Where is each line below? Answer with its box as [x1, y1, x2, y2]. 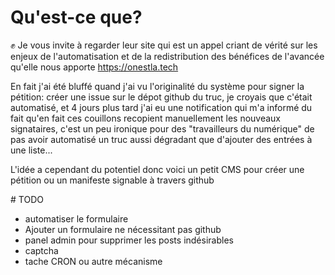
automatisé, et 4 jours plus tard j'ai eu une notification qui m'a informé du [10, 101, 313, 113]
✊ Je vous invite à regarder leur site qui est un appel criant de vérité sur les [10, 39, 318, 51]
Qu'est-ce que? [10, 6, 143, 29]
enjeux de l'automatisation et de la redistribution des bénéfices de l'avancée [10, 50, 325, 62]
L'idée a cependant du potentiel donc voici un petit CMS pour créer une [10, 163, 305, 175]
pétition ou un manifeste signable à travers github [10, 174, 215, 186]
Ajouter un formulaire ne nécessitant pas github [24, 223, 222, 235]
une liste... [10, 144, 53, 156]
